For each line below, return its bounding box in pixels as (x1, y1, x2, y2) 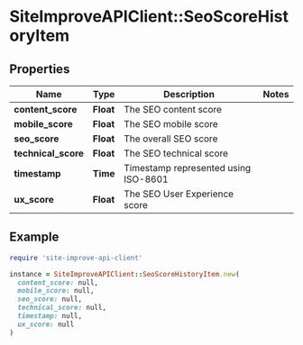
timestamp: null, (17, 312, 83, 321)
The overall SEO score (124, 132, 218, 145)
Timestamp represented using (124, 162, 252, 174)
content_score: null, (17, 277, 99, 287)
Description (163, 88, 215, 100)
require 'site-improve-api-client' (9, 253, 143, 262)
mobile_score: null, (17, 286, 95, 295)
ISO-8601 (124, 173, 169, 186)
